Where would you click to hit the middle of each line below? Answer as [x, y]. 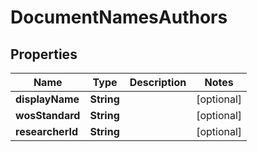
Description [158, 82]
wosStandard [48, 115]
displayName [47, 99]
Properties [44, 54]
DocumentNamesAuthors [119, 17]
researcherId [46, 131]
